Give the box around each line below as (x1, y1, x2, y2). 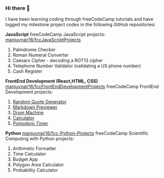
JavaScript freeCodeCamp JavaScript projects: (5, 32, 105, 38)
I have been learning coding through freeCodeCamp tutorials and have (5, 16, 154, 22)
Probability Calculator (12, 167, 59, 173)
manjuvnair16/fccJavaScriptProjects (5, 37, 81, 43)
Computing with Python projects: (5, 136, 75, 142)
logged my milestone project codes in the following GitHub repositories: (5, 21, 156, 27)
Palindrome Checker (12, 47, 56, 53)
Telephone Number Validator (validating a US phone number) (12, 63, 141, 69)
